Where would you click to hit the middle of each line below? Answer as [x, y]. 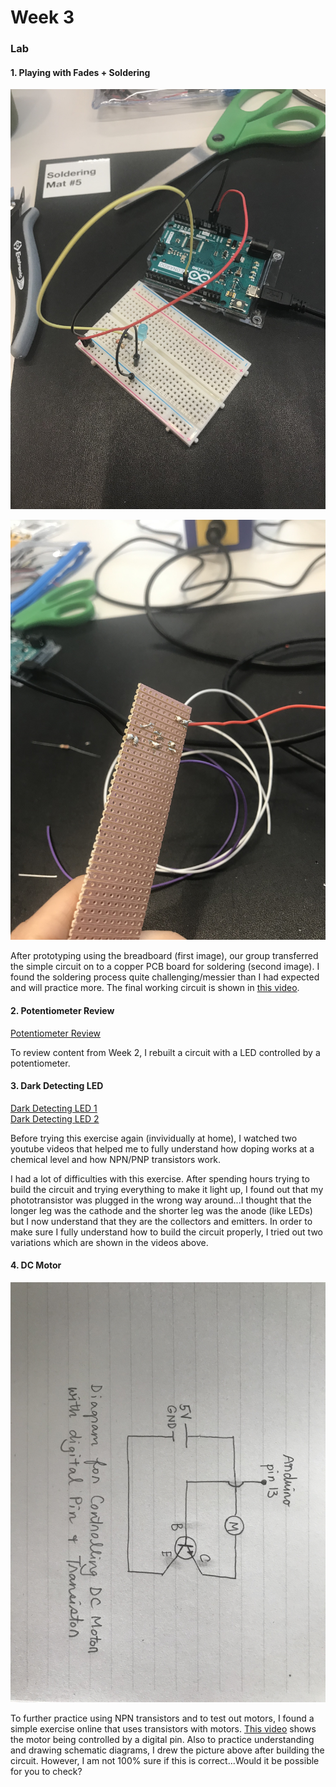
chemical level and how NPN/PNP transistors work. [116, 1159]
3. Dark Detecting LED [57, 1086]
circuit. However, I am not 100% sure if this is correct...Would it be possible [165, 1760]
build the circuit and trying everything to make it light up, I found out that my [167, 1189]
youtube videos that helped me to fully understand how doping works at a [162, 1148]
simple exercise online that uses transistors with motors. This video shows [163, 1728]
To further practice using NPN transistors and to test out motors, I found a [162, 1718]
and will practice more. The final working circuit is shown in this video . [155, 988]
